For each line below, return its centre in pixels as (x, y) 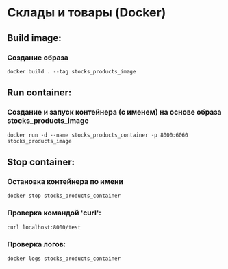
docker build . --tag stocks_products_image (72, 71)
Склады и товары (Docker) (87, 13)
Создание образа (38, 58)
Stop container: (41, 162)
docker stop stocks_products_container (64, 196)
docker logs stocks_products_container (64, 259)
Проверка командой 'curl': (54, 213)
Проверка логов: (37, 244)
